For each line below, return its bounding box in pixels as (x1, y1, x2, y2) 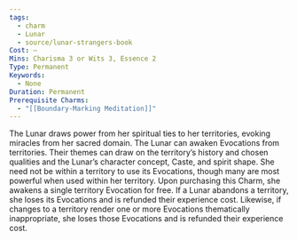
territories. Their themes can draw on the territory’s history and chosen (9, 148, 269, 158)
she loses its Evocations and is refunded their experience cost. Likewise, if (9, 195, 282, 205)
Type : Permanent (9, 63, 69, 72)
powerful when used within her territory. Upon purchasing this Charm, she (9, 175, 281, 187)
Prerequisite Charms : (9, 95, 90, 105)
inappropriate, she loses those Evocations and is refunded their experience (9, 213, 284, 224)
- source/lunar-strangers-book (17, 37, 133, 47)
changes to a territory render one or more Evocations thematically (9, 204, 250, 214)
